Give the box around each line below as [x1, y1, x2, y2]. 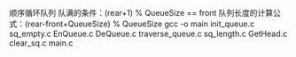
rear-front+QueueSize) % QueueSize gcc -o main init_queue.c [27, 18, 255, 29]
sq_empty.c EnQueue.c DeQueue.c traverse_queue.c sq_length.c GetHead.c [9, 29, 288, 39]
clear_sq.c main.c [9, 38, 74, 48]
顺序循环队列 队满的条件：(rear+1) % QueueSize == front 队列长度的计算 [9, 8, 274, 18]
